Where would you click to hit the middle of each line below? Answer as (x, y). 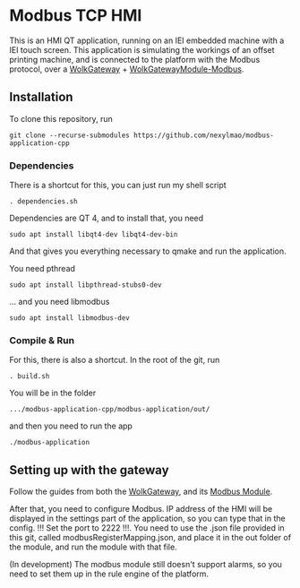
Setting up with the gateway (89, 470)
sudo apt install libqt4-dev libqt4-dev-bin (94, 235)
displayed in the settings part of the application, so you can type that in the (147, 519)
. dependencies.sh (43, 202)
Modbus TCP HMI (76, 16)
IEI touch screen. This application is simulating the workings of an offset (142, 49)
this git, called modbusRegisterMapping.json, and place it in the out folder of (150, 538)
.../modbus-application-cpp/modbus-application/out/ (110, 410)
